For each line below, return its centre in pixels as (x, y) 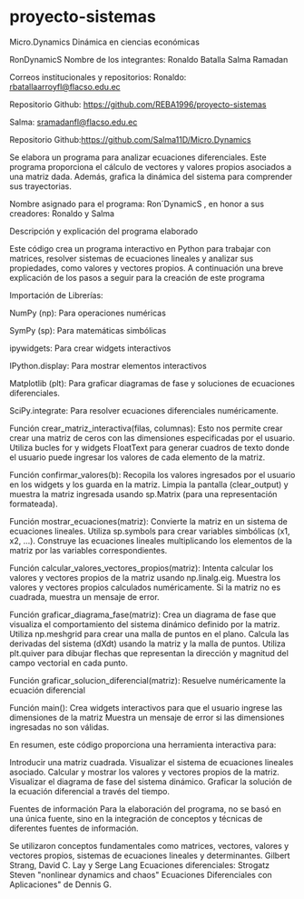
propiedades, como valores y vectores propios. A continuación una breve (147, 268)
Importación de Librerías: (56, 295)
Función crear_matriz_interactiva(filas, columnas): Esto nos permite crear (146, 428)
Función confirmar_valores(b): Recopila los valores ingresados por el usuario (152, 474)
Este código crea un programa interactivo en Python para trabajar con (140, 248)
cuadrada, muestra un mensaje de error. (85, 596)
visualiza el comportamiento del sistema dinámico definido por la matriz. (145, 624)
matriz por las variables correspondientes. (88, 550)
